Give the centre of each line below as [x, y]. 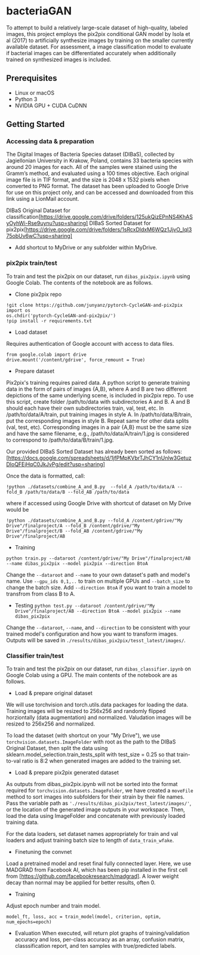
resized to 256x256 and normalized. [51, 724]
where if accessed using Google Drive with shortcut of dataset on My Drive [99, 503]
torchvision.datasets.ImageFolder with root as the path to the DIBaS [91, 742]
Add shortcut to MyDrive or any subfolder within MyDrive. [86, 247]
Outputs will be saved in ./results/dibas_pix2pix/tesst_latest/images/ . [96, 640]
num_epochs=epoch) [29, 922]
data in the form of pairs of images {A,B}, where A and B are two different [96, 389]
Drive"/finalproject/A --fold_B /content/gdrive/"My [73, 525]
